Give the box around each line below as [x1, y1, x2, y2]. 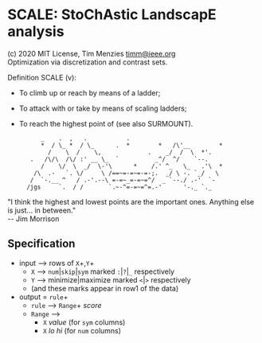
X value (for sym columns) [42, 317, 126, 327]
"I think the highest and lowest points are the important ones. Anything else [7, 197, 255, 206]
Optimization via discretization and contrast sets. [7, 57, 168, 67]
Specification [7, 237, 76, 251]
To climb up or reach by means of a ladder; [18, 88, 161, 97]
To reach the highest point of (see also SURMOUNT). [18, 119, 194, 128]
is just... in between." [7, 205, 76, 215]
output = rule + [18, 292, 68, 302]
